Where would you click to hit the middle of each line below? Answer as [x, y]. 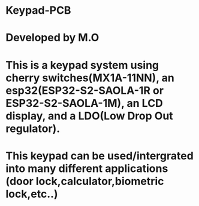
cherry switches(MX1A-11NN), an [90, 78]
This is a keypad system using [82, 65]
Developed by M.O [52, 38]
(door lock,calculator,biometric [85, 181]
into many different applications [87, 168]
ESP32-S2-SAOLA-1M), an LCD [84, 103]
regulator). [33, 128]
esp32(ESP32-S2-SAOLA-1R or [85, 90]
